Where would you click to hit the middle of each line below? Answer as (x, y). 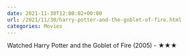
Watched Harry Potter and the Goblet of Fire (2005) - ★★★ (92, 46)
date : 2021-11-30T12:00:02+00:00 (55, 13)
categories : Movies (35, 26)
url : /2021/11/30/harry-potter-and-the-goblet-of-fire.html (95, 20)
